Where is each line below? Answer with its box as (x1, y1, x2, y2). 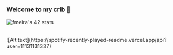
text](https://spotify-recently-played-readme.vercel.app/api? (17, 37, 167, 44)
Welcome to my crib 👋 (6, 5, 71, 14)
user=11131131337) (6, 43, 52, 50)
